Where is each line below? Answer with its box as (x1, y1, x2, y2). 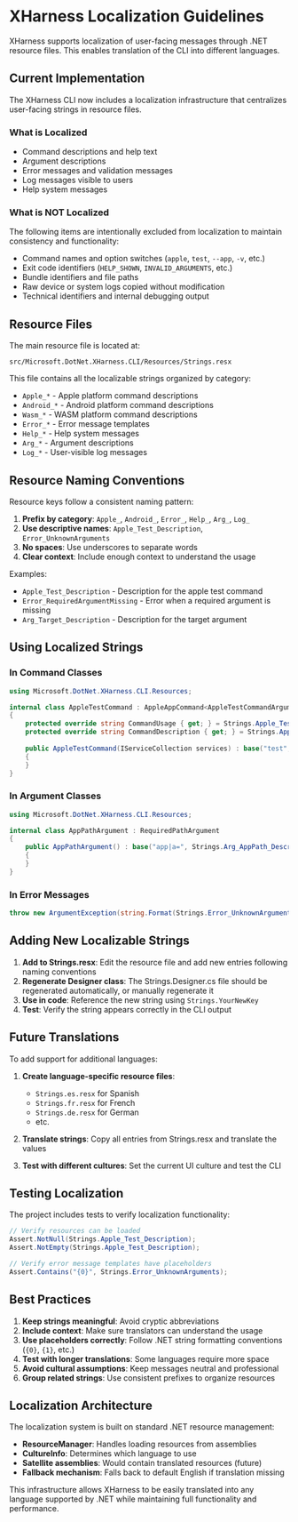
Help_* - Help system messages (21, 429, 140, 439)
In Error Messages (9, 888, 90, 901)
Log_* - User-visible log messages (21, 447, 148, 458)
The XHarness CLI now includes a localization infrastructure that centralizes (9, 94, 287, 105)
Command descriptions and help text (21, 147, 158, 157)
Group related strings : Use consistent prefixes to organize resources (21, 1372, 276, 1383)
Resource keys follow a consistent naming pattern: (9, 496, 194, 507)
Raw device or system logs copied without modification (21, 282, 225, 292)
